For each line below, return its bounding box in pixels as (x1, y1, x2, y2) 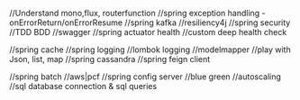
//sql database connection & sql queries (9, 81, 158, 91)
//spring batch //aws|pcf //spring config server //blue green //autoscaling (9, 71, 282, 82)
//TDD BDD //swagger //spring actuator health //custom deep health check (9, 27, 287, 37)
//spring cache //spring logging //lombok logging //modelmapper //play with (9, 44, 291, 55)
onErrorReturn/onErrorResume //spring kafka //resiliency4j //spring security (9, 17, 291, 28)
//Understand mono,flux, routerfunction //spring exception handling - (9, 8, 266, 18)
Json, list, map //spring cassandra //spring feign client (9, 54, 211, 64)
